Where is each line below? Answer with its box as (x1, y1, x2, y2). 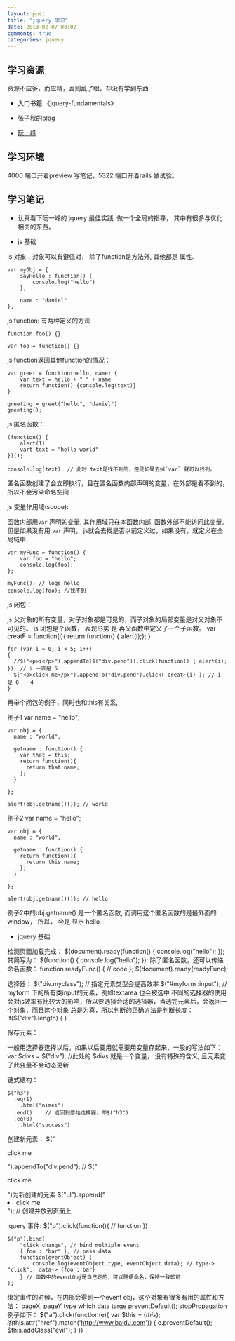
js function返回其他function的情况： (7, 356, 111, 364)
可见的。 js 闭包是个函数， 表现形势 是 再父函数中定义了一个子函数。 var (7, 624, 216, 632)
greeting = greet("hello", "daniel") (7, 400, 118, 407)
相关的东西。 (17, 222, 55, 231)
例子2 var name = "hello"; (7, 814, 81, 822)
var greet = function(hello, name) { (7, 370, 118, 377)
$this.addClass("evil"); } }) (7, 1326, 83, 1334)
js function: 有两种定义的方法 (7, 316, 91, 325)
